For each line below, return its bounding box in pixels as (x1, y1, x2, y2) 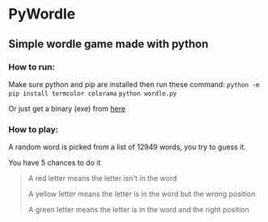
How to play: (8, 124, 59, 135)
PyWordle (8, 5, 76, 23)
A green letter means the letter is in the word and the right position (27, 205, 250, 215)
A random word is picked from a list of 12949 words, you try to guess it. (8, 142, 246, 152)
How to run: (8, 61, 56, 73)
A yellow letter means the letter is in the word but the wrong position (27, 189, 256, 199)
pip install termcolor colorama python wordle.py (8, 90, 178, 98)
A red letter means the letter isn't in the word (27, 174, 178, 183)
